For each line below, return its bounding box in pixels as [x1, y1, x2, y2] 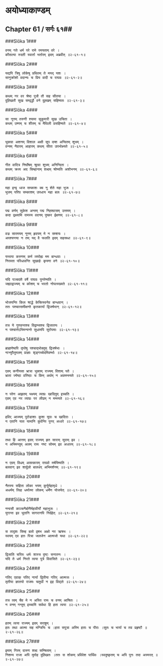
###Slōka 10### [5, 245, 39, 250]
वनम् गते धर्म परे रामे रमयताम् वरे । [5, 48, 60, 53]
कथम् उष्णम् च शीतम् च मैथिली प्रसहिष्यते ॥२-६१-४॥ [5, 121, 86, 126]
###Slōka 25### [5, 588, 40, 594]
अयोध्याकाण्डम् [5, 5, 50, 16]
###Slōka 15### [5, 359, 39, 365]
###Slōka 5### [5, 130, 38, 136]
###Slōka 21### [5, 497, 39, 502]
